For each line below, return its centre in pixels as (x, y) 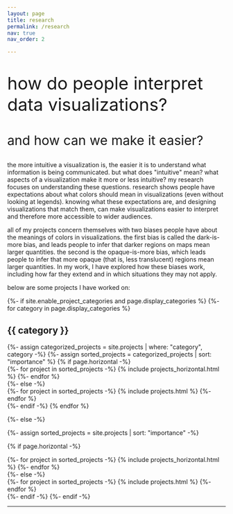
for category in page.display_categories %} (69, 309)
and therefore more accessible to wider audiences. (80, 216)
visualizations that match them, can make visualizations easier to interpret (113, 209)
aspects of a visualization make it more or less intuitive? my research (105, 180)
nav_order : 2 (26, 40)
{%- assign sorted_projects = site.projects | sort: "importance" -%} (103, 432)
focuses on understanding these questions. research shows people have (111, 187)
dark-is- (208, 237)
